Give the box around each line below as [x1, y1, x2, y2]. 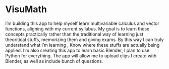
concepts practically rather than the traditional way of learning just [5, 31, 144, 37]
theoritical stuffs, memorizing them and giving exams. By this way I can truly [5, 37, 164, 43]
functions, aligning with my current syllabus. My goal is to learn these [5, 25, 150, 31]
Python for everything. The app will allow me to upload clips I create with [5, 52, 157, 59]
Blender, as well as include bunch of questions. [5, 58, 103, 64]
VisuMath [5, 4, 47, 15]
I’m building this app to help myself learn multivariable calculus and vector [5, 20, 160, 26]
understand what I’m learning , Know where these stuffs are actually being [5, 42, 160, 48]
